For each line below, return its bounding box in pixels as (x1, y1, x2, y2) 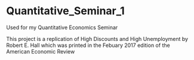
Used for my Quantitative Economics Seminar (6, 24, 118, 31)
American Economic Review (6, 48, 75, 55)
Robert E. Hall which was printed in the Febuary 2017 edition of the (6, 42, 170, 49)
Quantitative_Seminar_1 (6, 4, 125, 18)
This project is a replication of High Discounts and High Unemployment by (6, 35, 189, 42)
